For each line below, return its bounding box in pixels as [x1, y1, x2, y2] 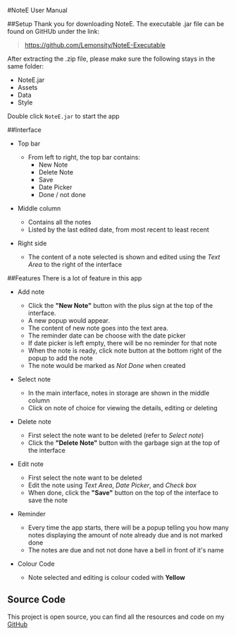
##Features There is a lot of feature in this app [7, 274, 142, 282]
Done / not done [38, 191, 86, 198]
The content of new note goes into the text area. [27, 324, 169, 332]
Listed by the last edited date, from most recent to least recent [27, 225, 209, 234]
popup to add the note [27, 354, 93, 362]
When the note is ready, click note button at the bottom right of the [27, 346, 222, 355]
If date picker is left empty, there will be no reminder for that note [27, 339, 217, 347]
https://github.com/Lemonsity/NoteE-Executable [24, 41, 166, 49]
